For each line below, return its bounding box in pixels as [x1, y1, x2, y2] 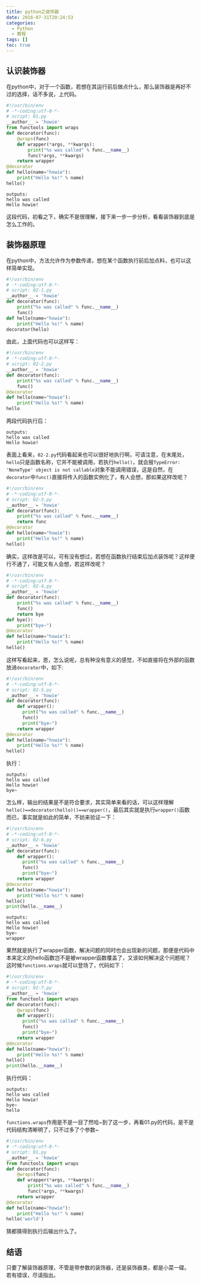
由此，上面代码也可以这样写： [6, 338, 80, 345]
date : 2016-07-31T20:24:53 [6, 14, 74, 20]
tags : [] [6, 37, 28, 43]
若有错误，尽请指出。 [6, 1271, 59, 1279]
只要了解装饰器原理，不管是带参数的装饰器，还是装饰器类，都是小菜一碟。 [6, 1264, 190, 1271]
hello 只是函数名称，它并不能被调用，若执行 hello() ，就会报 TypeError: [6, 459, 181, 465]
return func [17, 519, 47, 525]
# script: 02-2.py [6, 361, 52, 367]
